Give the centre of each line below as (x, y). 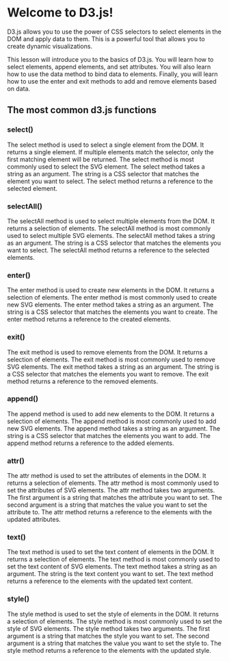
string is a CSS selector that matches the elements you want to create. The (112, 312)
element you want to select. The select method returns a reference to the (110, 181)
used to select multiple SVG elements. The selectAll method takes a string (111, 235)
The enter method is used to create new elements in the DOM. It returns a (111, 290)
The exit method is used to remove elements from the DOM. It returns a (107, 352)
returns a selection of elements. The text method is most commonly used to (113, 560)
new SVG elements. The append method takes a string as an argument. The (114, 428)
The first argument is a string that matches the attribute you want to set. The (114, 498)
